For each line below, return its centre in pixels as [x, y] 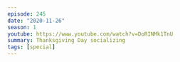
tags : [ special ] [31, 47]
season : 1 [22, 27]
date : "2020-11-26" [36, 21]
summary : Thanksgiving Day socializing [67, 41]
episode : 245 [27, 14]
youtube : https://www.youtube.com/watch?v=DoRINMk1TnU [90, 34]
